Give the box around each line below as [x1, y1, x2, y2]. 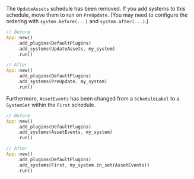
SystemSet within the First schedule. [6, 101, 96, 108]
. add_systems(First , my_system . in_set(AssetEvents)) [17, 162, 150, 168]
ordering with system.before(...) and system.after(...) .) [6, 18, 149, 24]
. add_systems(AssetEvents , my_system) [17, 129, 113, 136]
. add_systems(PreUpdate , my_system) [17, 78, 108, 84]
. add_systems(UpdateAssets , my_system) [17, 46, 116, 52]
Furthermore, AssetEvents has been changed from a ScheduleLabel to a [6, 95, 180, 102]
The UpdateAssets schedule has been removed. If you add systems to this [6, 5, 186, 12]
